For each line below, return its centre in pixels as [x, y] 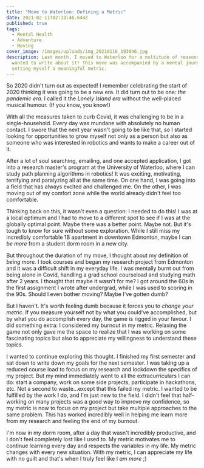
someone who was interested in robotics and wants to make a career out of [101, 143]
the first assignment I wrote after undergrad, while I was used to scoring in [100, 288]
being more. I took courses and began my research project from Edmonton [100, 262]
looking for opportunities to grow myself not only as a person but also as [97, 136]
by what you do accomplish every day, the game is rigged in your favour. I [99, 319]
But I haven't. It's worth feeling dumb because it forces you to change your [100, 306]
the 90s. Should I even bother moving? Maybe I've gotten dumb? [87, 294]
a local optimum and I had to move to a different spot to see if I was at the [98, 218]
